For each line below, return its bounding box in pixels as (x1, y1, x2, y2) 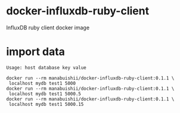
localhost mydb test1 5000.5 (8, 91, 82, 97)
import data (6, 45, 66, 59)
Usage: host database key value (6, 65, 86, 71)
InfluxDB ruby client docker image (6, 24, 90, 31)
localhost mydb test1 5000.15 (8, 101, 84, 107)
